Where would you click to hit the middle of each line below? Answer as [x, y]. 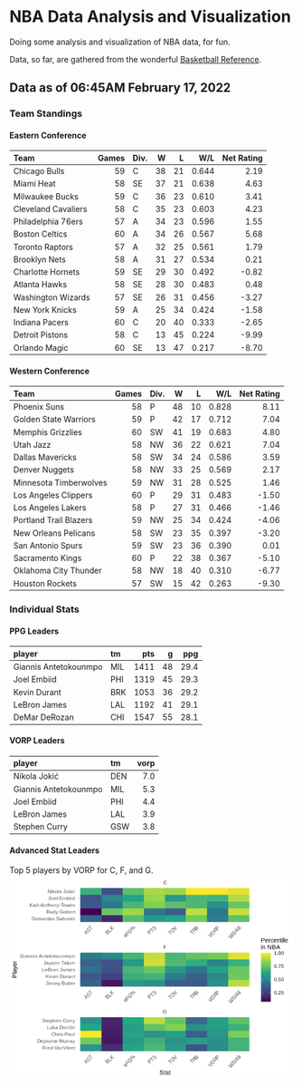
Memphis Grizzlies [48, 431]
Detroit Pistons [41, 335]
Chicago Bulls [39, 171]
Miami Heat [34, 184]
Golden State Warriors [55, 420]
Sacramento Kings [47, 558]
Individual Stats [44, 609]
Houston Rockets [45, 583]
